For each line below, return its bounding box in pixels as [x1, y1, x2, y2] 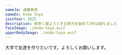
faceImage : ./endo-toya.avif [5, 26, 65, 31]
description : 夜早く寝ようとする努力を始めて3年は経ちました [5, 21, 118, 26]
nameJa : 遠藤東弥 [5, 7, 38, 12]
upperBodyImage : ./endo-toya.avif [5, 30, 77, 35]
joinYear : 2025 [5, 16, 37, 21]
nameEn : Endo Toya [5, 12, 43, 17]
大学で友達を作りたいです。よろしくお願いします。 [5, 45, 109, 50]
